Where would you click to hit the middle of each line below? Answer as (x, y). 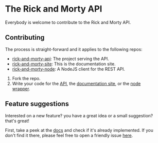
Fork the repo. (26, 78)
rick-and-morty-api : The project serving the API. (61, 59)
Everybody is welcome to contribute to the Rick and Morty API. (68, 22)
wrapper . (21, 89)
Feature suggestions (37, 104)
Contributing (25, 38)
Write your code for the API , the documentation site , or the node (76, 83)
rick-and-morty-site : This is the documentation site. (64, 64)
